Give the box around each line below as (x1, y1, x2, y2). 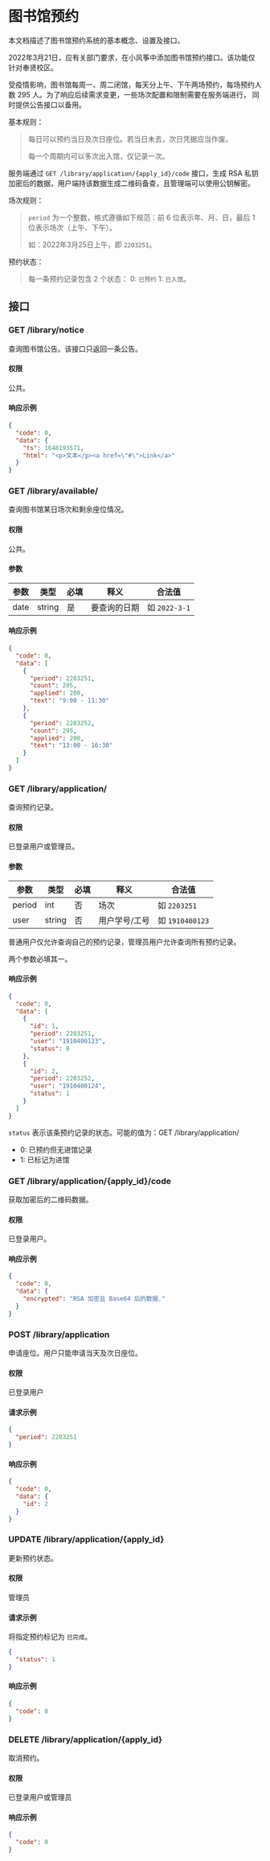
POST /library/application (8, 1329, 110, 1340)
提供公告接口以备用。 (14, 100, 86, 109)
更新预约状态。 (8, 1553, 58, 1562)
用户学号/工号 (98, 914, 150, 926)
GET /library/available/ (8, 485, 99, 497)
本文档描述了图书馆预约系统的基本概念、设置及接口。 (8, 35, 185, 45)
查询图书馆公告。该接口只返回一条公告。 (8, 344, 142, 353)
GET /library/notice (8, 324, 84, 336)
